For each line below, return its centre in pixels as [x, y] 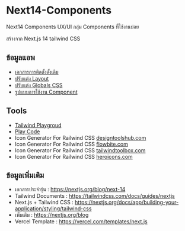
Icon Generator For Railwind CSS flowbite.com [71, 144]
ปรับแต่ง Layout [32, 78]
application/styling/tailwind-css [53, 208]
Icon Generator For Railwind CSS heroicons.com [74, 156]
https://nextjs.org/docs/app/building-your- [127, 203]
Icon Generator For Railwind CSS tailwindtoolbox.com [80, 150]
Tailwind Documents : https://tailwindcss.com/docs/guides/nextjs [95, 196]
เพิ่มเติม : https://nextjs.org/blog [52, 215]
